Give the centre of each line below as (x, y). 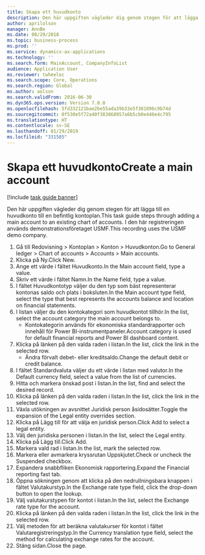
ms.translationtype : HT (37, 120)
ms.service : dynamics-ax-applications (56, 52)
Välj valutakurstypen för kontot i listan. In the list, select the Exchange (102, 500)
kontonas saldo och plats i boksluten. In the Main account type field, (101, 292)
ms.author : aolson (30, 92)
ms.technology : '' (30, 57)
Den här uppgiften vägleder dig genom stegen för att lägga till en (88, 209)
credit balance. (44, 364)
